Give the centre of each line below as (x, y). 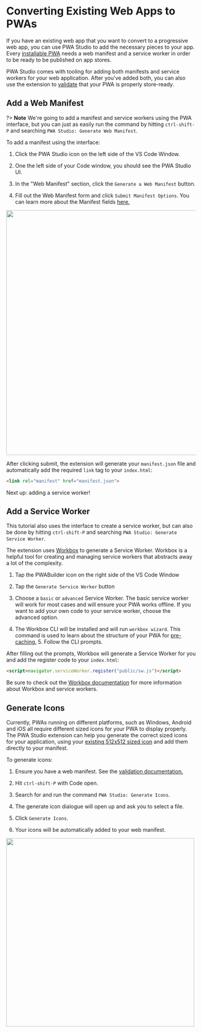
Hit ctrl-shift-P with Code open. (57, 783)
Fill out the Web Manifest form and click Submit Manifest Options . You (102, 195)
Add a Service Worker (48, 511)
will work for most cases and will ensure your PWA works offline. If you (103, 604)
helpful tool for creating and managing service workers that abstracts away (99, 557)
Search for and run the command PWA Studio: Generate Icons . (92, 795)
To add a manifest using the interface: (53, 142)
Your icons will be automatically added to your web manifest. (90, 830)
